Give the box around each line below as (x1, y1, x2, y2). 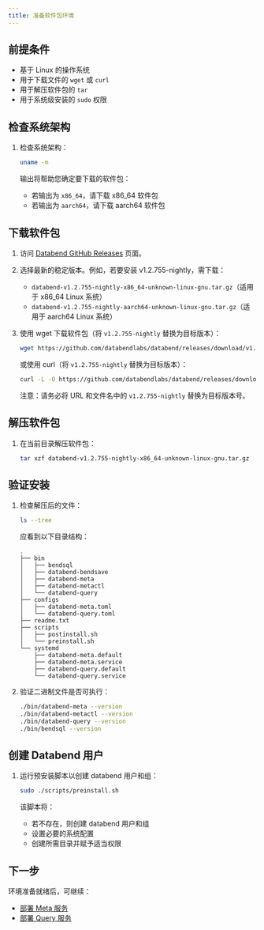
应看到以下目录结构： (19, 531, 89, 542)
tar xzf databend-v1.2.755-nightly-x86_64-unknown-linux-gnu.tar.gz (19, 454, 250, 463)
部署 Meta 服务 (19, 903, 69, 913)
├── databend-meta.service (34, 658, 123, 667)
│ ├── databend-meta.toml (19, 603, 112, 611)
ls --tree (19, 516, 53, 524)
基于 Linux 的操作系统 (19, 65, 91, 75)
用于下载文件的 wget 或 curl (19, 75, 110, 85)
